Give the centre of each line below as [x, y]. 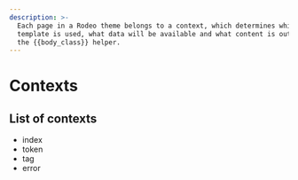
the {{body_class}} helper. [69, 42]
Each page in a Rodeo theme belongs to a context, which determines [146, 26]
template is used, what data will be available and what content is [146, 34]
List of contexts [53, 118]
